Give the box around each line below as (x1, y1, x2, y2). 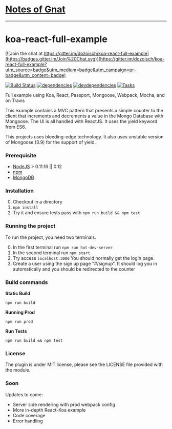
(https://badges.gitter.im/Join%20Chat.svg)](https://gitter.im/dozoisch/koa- (5, 55, 165, 62)
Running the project (5, 222, 56, 230)
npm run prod (5, 319, 33, 324)
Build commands (5, 278, 48, 285)
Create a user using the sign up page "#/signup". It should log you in (12, 260, 157, 267)
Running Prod (5, 309, 35, 316)
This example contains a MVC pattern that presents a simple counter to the (5, 107, 164, 113)
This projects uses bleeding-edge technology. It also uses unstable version (5, 133, 164, 139)
